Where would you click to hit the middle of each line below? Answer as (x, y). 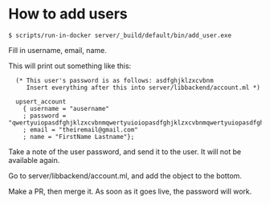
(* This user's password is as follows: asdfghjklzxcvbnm (115, 80)
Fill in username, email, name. (57, 50)
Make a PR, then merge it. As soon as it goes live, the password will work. (130, 191)
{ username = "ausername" (66, 108)
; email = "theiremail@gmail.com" (80, 129)
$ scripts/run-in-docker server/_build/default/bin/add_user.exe (120, 35)
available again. (34, 160)
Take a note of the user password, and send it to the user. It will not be (125, 151)
